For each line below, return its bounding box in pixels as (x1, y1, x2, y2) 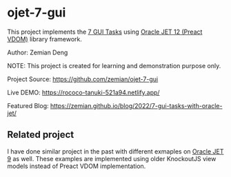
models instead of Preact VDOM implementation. (7, 162, 146, 170)
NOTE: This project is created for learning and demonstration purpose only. (7, 61, 221, 70)
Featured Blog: (7, 101, 50, 110)
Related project (7, 129, 74, 140)
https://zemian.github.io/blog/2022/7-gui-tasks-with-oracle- (50, 101, 223, 110)
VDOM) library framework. (7, 34, 83, 43)
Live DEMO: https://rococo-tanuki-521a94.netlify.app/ (7, 88, 160, 96)
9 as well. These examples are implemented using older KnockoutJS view (7, 154, 217, 163)
